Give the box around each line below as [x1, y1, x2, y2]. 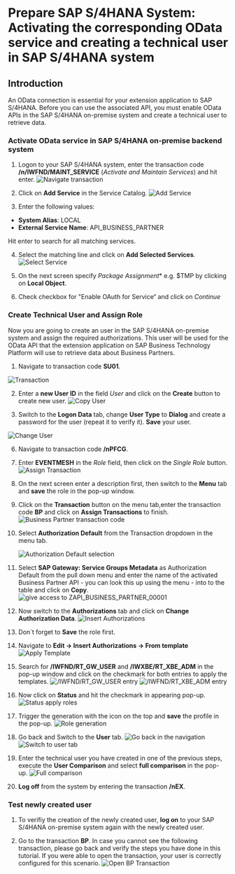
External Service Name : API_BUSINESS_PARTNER [17, 223, 164, 232]
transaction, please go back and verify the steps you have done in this [17, 844, 221, 852]
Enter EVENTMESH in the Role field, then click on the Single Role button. [17, 458, 228, 466]
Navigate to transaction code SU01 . [17, 362, 121, 370]
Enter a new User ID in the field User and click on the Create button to [17, 389, 221, 397]
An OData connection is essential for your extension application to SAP [8, 96, 213, 104]
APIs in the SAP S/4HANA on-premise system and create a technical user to [8, 111, 227, 119]
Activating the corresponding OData [8, 20, 223, 36]
